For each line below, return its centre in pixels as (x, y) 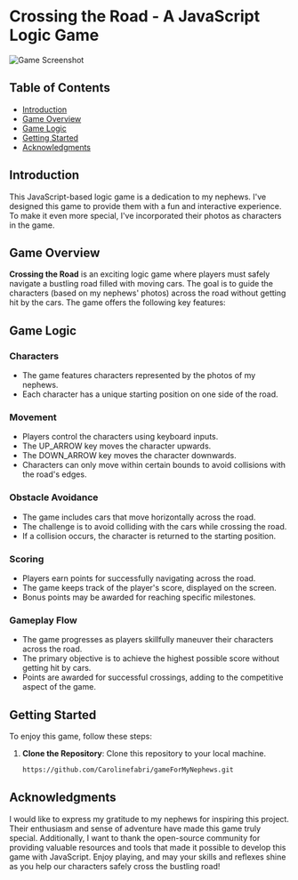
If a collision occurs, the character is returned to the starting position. (149, 536)
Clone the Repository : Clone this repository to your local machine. (144, 754)
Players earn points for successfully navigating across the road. (139, 578)
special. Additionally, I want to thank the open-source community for (135, 837)
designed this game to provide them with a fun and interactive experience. (145, 206)
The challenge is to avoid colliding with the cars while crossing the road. (154, 526)
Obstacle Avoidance (54, 497)
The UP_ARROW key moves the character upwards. (117, 446)
